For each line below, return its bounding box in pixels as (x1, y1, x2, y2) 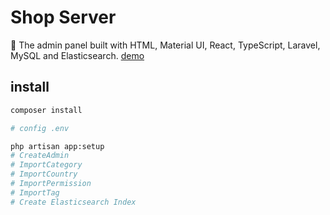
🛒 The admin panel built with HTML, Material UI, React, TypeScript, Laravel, (10, 39, 321, 51)
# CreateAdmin (10, 151, 70, 161)
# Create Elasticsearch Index (10, 197, 137, 207)
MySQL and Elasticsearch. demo (10, 49, 145, 61)
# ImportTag (10, 187, 60, 198)
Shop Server (10, 6, 117, 29)
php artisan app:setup (10, 141, 105, 151)
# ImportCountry (10, 169, 78, 180)
